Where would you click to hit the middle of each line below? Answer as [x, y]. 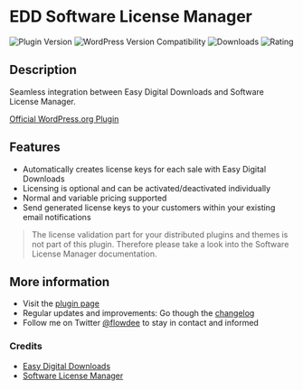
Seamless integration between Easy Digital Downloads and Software [137, 91]
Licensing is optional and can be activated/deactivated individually [147, 188]
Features [35, 148]
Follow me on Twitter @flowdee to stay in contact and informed [141, 323]
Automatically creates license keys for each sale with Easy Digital [144, 169]
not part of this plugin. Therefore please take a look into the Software [160, 244]
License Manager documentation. [94, 254]
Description [43, 70]
